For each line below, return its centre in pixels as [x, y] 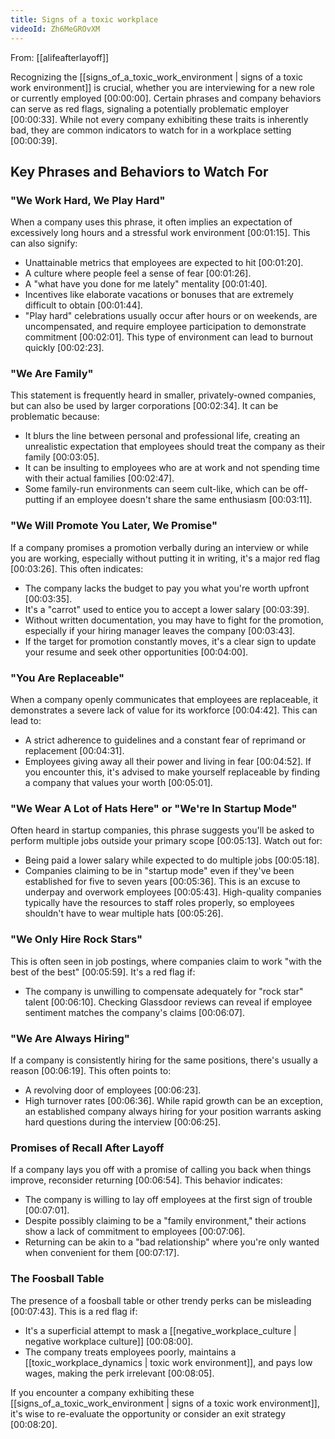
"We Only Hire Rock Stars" [76, 939]
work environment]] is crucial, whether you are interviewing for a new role [162, 87]
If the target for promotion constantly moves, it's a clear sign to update [170, 641]
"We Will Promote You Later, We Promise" [114, 526]
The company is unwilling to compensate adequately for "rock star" [164, 991]
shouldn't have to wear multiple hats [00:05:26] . [124, 913]
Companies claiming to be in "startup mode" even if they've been [159, 871]
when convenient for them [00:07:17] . [102, 1253]
